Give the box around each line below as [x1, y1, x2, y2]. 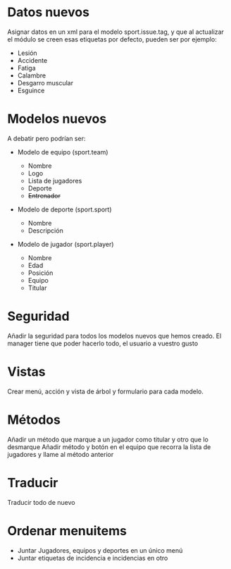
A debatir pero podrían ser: [7, 134, 86, 142]
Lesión [17, 49, 37, 57]
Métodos [7, 412, 61, 427]
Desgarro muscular [17, 78, 74, 87]
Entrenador [27, 191, 61, 200]
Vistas [7, 364, 46, 379]
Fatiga [17, 63, 36, 72]
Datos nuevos [7, 4, 90, 20]
